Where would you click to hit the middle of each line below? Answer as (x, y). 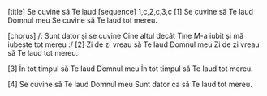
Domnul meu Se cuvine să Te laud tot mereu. (82, 20)
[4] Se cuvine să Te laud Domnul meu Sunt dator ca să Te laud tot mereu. (130, 84)
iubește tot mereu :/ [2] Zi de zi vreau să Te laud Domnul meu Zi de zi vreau (134, 44)
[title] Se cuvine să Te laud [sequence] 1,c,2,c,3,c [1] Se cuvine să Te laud (130, 12)
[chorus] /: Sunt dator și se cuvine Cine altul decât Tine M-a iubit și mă (126, 36)
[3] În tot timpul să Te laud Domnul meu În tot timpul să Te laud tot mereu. (130, 69)
